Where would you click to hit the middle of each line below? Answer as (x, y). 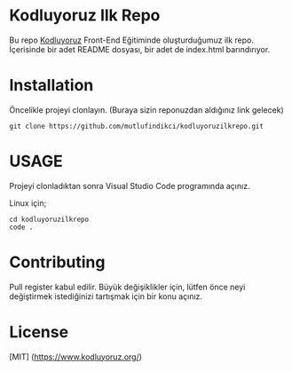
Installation (51, 86)
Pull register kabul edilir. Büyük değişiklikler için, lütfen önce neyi (127, 287)
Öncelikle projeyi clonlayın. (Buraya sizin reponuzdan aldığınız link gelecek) (146, 110)
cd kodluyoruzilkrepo (49, 219)
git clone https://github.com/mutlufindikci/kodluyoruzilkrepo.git (137, 126)
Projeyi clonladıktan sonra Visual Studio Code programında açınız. (130, 185)
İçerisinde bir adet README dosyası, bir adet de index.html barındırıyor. (140, 49)
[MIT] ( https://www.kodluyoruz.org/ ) (76, 357)
